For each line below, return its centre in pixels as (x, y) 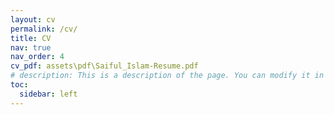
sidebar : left (48, 94)
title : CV (31, 38)
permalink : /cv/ (44, 29)
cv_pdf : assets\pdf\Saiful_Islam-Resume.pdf (104, 66)
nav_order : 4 (37, 57)
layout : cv (33, 19)
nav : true (31, 47)
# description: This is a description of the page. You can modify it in (167, 76)
